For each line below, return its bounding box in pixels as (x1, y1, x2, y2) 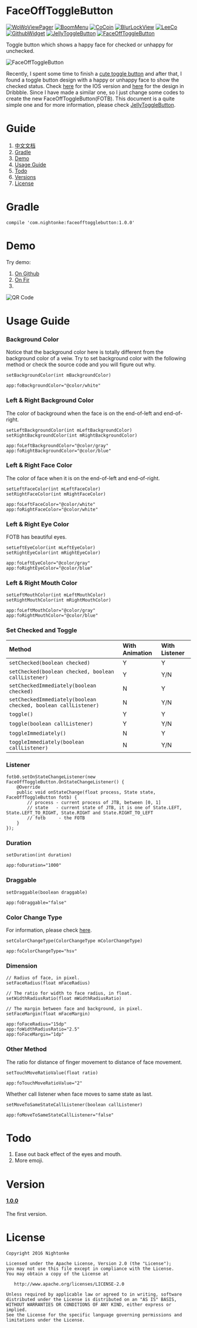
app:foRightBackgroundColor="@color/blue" (6, 448, 111, 454)
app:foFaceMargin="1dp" (6, 1032, 64, 1038)
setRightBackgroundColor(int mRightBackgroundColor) (6, 432, 138, 438)
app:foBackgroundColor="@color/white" (6, 383, 101, 388)
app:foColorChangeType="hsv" (6, 948, 77, 954)
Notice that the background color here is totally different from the (6, 349, 164, 356)
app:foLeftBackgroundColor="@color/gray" (6, 442, 109, 448)
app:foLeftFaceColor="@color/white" (6, 501, 96, 507)
